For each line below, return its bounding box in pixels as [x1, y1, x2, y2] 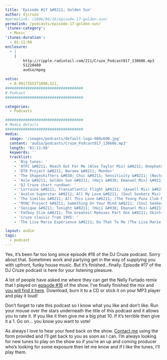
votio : [5, 77, 19, 82]
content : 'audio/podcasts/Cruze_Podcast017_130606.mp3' [9, 140, 128, 146]
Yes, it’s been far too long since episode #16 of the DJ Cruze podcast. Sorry [5, 251, 161, 257]
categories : [5, 104, 30, 109]
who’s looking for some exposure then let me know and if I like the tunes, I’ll [5, 344, 160, 350]
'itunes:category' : [5, 26, 46, 31]
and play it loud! [5, 292, 38, 299]
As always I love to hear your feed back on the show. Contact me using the [5, 328, 159, 334]
